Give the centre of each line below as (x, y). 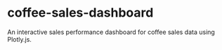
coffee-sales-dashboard (80, 13)
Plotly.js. (19, 39)
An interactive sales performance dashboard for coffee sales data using (111, 32)
